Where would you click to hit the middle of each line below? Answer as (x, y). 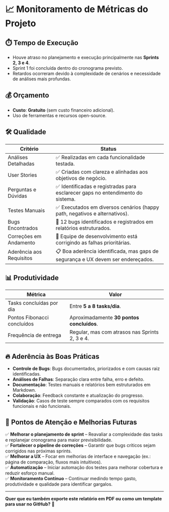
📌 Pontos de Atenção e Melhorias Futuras (71, 422)
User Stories (22, 175)
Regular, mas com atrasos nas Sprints (114, 332)
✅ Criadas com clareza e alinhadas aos (102, 172)
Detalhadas (21, 163)
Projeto (21, 24)
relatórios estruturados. (83, 228)
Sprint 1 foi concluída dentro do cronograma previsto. (68, 68)
